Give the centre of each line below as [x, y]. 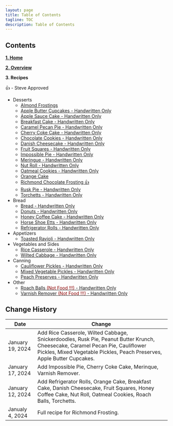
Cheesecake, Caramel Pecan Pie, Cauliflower [92, 345]
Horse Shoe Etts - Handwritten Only [58, 222]
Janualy [18, 409]
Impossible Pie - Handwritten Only [57, 154]
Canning [22, 261]
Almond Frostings [39, 105]
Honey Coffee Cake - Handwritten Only [62, 217]
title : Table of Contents [33, 15]
